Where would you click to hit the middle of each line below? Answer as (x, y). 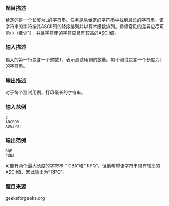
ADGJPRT (13, 127)
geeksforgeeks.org (25, 198)
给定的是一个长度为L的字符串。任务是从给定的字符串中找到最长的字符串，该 (84, 20)
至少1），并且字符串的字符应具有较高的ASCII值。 (69, 33)
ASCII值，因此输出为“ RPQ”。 (36, 172)
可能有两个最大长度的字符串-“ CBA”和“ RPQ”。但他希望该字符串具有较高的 (83, 166)
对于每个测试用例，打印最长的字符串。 (45, 92)
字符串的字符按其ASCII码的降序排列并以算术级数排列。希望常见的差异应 (80, 27)
